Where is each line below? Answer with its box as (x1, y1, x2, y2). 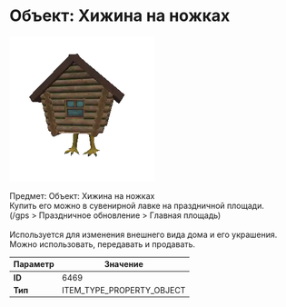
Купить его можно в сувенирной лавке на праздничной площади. (9, 200, 265, 211)
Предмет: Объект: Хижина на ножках (9, 190, 155, 201)
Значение (104, 259, 143, 270)
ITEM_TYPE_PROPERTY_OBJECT (62, 284, 186, 295)
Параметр (13, 259, 54, 270)
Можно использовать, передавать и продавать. (9, 238, 196, 250)
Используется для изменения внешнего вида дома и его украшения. (9, 229, 278, 240)
